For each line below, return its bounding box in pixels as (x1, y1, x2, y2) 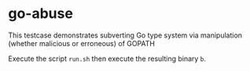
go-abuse (8, 5, 73, 23)
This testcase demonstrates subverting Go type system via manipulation (8, 30, 242, 40)
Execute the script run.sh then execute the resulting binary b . (8, 54, 207, 63)
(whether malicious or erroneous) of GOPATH (8, 38, 156, 48)
